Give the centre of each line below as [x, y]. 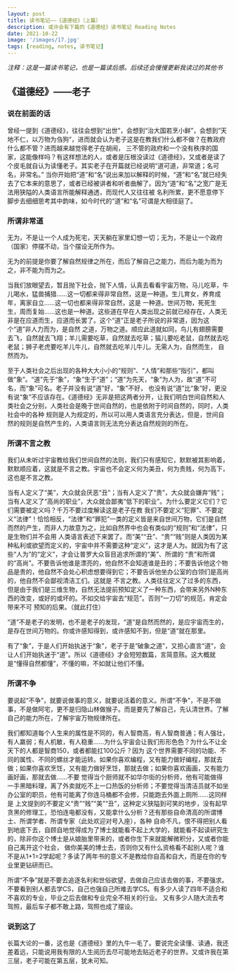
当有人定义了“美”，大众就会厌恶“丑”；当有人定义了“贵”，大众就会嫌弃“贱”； [117, 493]
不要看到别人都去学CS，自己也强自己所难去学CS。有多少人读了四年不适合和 [117, 889]
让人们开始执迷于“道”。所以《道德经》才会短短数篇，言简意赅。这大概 [109, 655]
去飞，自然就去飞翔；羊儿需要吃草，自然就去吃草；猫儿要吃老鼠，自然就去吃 [118, 338]
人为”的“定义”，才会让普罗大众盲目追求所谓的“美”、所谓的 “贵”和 [110, 555]
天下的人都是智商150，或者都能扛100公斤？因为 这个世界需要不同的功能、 [114, 750]
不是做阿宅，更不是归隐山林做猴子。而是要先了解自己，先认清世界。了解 [124, 709]
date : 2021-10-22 [33, 33]
